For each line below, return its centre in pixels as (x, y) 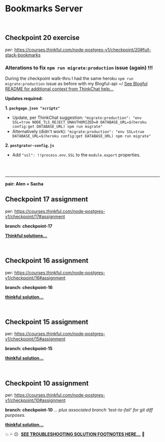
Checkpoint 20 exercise (42, 38)
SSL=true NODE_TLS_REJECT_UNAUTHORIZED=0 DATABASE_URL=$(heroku (79, 122)
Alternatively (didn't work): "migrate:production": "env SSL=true (78, 132)
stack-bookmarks (23, 55)
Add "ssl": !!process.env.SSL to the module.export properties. (76, 155)
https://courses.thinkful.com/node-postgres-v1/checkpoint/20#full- (82, 49)
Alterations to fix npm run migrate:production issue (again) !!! (79, 68)
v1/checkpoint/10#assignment (35, 401)
